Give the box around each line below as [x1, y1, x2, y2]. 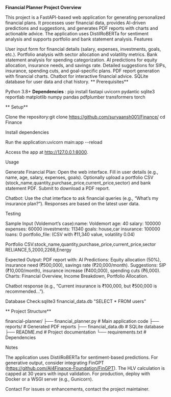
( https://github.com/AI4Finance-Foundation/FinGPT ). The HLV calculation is [5, 365, 165, 371]
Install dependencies [5, 129, 50, 135]
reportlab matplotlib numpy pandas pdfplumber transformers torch [5, 94, 145, 100]
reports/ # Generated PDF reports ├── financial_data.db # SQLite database [5, 324, 164, 329]
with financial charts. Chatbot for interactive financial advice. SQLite [5, 73, 149, 79]
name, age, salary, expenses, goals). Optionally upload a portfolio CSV [5, 174, 154, 180]
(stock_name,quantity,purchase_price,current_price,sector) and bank [5, 180, 151, 186]
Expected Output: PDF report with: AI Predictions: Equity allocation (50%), [5, 257, 161, 263]
